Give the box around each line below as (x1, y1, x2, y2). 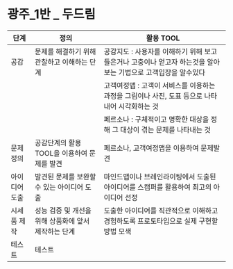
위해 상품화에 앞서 (34, 216, 90, 226)
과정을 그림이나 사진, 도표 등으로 (103, 91, 203, 101)
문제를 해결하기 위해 (34, 47, 96, 56)
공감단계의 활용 (34, 138, 82, 147)
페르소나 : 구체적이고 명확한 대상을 (103, 114, 209, 124)
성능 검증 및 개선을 (34, 206, 92, 215)
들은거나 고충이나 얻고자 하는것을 (103, 57, 206, 67)
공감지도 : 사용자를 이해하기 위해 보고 (103, 47, 218, 56)
